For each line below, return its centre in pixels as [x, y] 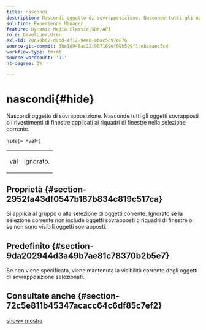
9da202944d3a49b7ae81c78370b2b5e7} [88, 255]
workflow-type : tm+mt [34, 52]
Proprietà [25, 189]
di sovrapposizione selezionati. [45, 277]
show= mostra [25, 320]
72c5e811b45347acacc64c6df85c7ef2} [84, 306]
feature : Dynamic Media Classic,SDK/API [59, 29]
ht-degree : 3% [25, 63]
